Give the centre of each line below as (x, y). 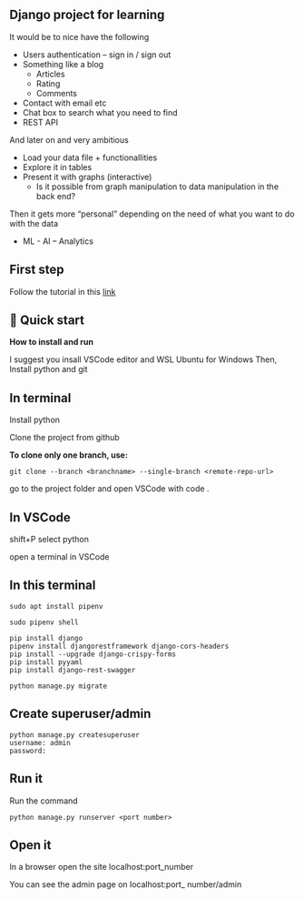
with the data (34, 223)
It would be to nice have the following (79, 36)
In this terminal (53, 586)
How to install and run (51, 342)
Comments (57, 93)
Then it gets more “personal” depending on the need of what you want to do (152, 214)
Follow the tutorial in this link (63, 291)
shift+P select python (49, 540)
